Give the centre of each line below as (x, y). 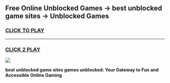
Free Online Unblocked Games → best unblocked (84, 8)
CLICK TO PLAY (25, 31)
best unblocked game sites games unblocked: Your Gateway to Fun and (82, 69)
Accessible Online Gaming (34, 75)
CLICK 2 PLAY (23, 49)
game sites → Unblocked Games (57, 16)
